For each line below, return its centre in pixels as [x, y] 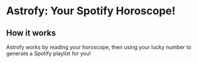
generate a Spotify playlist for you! [49, 53]
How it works [31, 33]
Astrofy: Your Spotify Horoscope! [91, 11]
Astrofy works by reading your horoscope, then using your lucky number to [99, 47]
